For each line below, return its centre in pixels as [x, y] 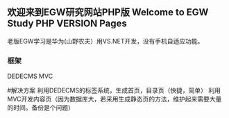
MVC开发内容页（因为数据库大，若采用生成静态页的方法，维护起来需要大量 [114, 99]
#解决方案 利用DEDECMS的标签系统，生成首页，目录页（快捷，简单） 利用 [114, 90]
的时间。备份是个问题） [41, 108]
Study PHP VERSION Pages [67, 24]
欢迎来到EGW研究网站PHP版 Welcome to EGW [108, 12]
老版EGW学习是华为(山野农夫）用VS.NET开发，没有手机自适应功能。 [105, 41]
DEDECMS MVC [30, 76]
